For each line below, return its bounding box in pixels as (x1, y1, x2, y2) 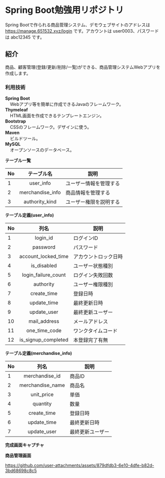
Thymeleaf (5, 107, 28, 113)
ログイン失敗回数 (73, 272, 113, 279)
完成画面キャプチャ (5, 442, 44, 448)
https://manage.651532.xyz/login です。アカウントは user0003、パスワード (5, 28, 159, 34)
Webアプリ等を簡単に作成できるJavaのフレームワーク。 (9, 101, 124, 107)
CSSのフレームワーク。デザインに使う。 (9, 124, 92, 130)
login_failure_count (22, 271, 66, 278)
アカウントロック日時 (73, 253, 123, 260)
